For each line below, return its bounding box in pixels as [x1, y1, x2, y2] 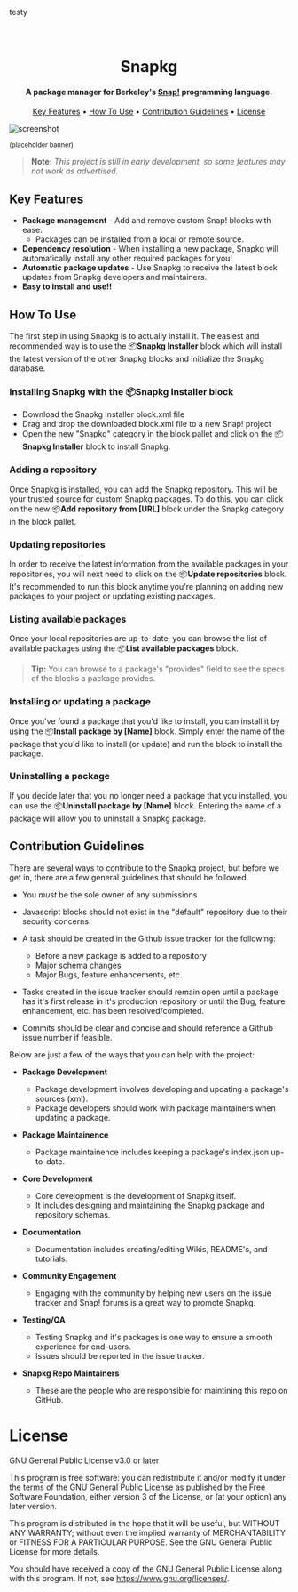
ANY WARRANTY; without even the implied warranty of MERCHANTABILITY [9, 1527, 286, 1538]
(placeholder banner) [9, 141, 74, 149]
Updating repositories [9, 538, 106, 551]
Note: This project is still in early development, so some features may [30, 157, 286, 167]
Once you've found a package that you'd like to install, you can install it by [9, 715, 281, 727]
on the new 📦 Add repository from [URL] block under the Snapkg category [9, 503, 285, 514]
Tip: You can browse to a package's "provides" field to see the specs [30, 663, 286, 674]
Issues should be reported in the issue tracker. [35, 1350, 206, 1361]
